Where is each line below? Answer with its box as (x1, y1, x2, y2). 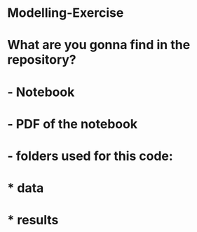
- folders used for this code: (7, 148, 173, 164)
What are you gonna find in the (7, 37, 191, 53)
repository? (7, 52, 77, 68)
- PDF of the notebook (7, 116, 138, 132)
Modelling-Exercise (7, 5, 124, 21)
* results (7, 212, 59, 228)
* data (7, 180, 44, 196)
